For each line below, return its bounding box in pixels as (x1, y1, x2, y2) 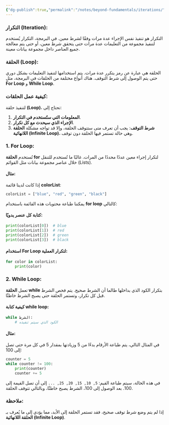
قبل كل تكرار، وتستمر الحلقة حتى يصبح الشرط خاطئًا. (6, 292, 105, 298)
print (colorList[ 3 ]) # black (6, 237, 69, 242)
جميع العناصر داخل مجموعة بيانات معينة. (6, 46, 80, 52)
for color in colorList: (6, 259, 58, 264)
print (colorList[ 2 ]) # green (6, 233, 69, 238)
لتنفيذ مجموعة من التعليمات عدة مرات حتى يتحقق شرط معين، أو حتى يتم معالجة (6, 41, 155, 47)
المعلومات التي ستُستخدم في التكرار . (13, 114, 81, 120)
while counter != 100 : (6, 361, 53, 366)
